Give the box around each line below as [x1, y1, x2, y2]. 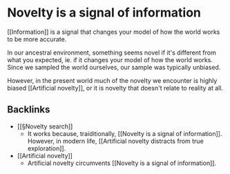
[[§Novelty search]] [17, 122, 73, 130]
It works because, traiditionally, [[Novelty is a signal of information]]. [27, 129, 222, 137]
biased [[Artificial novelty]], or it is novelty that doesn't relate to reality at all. [7, 84, 223, 92]
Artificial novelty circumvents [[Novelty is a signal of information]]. [27, 159, 216, 167]
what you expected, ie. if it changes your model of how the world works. [7, 55, 213, 64]
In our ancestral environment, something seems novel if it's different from [7, 48, 216, 57]
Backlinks [7, 104, 50, 115]
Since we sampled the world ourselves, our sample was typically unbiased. [7, 63, 221, 71]
